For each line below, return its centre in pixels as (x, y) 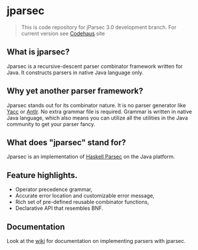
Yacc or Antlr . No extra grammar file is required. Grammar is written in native (99, 111)
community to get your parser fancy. (51, 124)
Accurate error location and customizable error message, (85, 196)
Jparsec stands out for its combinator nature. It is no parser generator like (96, 105)
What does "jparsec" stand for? (66, 142)
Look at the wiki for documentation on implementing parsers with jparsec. (96, 241)
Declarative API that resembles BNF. (59, 208)
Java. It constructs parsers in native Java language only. (75, 73)
